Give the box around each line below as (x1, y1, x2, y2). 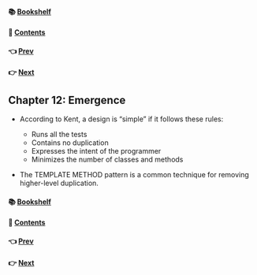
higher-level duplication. (19, 178, 99, 188)
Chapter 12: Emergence (8, 93, 126, 106)
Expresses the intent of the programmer (31, 147, 162, 156)
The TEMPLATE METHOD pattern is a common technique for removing (19, 170, 250, 180)
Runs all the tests (31, 130, 88, 139)
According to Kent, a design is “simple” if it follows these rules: (19, 114, 224, 124)
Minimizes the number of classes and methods (31, 154, 184, 165)
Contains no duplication (31, 138, 109, 147)
